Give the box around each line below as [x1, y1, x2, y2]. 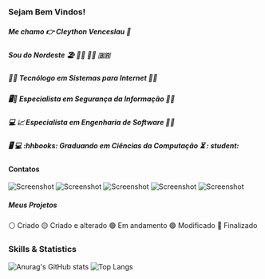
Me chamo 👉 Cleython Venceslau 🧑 [8, 26, 132, 36]
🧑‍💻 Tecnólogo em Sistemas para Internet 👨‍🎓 [8, 73, 158, 83]
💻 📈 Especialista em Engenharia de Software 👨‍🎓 [8, 118, 176, 128]
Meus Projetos [8, 200, 57, 210]
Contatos [8, 164, 40, 174]
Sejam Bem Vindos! [8, 6, 86, 18]
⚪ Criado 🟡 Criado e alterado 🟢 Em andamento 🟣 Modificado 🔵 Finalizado [8, 221, 258, 230]
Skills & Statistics [8, 244, 77, 255]
